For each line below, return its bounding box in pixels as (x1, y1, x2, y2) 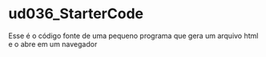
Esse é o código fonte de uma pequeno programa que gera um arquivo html (8, 31, 259, 40)
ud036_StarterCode (8, 5, 144, 23)
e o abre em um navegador (8, 39, 98, 48)
